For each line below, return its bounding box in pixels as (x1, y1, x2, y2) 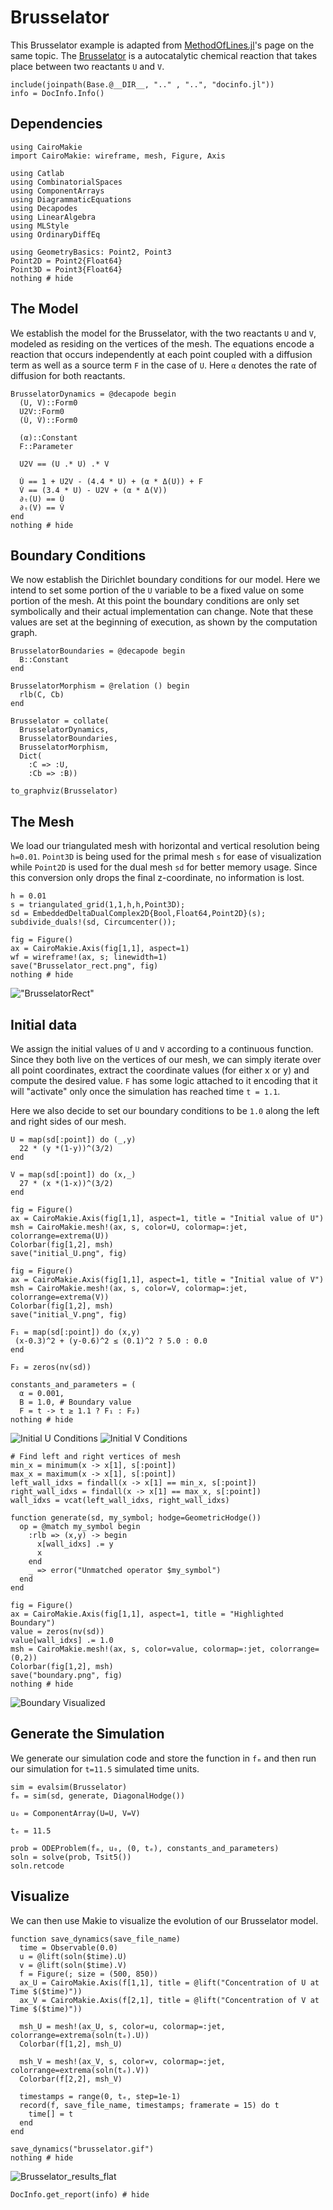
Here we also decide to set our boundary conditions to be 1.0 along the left (10, 1105, 320, 1116)
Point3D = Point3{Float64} (10, 264, 123, 275)
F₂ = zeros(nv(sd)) (10, 1362, 92, 1372)
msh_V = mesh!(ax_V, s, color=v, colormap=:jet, (19, 2056, 226, 2066)
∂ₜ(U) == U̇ (19, 494, 65, 504)
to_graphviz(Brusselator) (10, 786, 118, 796)
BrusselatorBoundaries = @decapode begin (10, 646, 186, 656)
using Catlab (10, 168, 65, 178)
